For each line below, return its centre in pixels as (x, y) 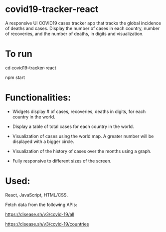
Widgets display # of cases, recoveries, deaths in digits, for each (79, 111)
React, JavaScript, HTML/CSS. (37, 195)
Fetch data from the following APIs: (41, 204)
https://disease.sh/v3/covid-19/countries (47, 224)
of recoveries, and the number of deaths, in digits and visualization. (74, 33)
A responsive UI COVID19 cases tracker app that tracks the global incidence (83, 23)
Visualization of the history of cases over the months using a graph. (82, 151)
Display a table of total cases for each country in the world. (73, 126)
